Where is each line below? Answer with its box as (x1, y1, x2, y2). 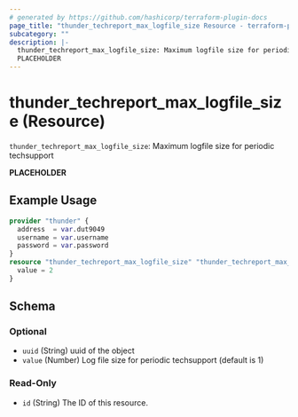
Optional (9, 326, 47, 338)
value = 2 (17, 266, 53, 275)
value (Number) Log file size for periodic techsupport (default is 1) (21, 355, 264, 366)
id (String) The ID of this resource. (21, 397, 149, 408)
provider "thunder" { (9, 216, 90, 225)
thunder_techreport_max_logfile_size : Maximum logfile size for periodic (9, 140, 275, 151)
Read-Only (9, 377, 58, 389)
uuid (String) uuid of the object (21, 345, 135, 356)
